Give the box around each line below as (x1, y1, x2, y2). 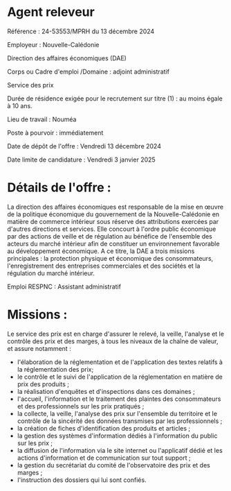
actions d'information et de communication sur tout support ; (17, 454, 192, 462)
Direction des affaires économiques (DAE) (7, 53, 127, 62)
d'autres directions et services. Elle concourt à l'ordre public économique (7, 225, 216, 233)
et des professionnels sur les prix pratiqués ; (17, 402, 145, 410)
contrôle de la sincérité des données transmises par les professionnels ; (17, 417, 223, 425)
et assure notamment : (7, 344, 71, 352)
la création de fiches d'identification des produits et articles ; (17, 424, 191, 432)
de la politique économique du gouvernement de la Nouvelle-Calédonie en (7, 209, 220, 218)
